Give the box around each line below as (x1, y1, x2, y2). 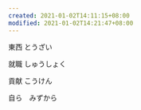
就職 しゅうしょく (8, 59, 66, 69)
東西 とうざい (8, 41, 53, 52)
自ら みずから (8, 92, 57, 102)
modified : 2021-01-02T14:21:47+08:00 (8, 19, 134, 27)
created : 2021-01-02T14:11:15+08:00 (8, 11, 130, 20)
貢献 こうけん (8, 76, 53, 85)
